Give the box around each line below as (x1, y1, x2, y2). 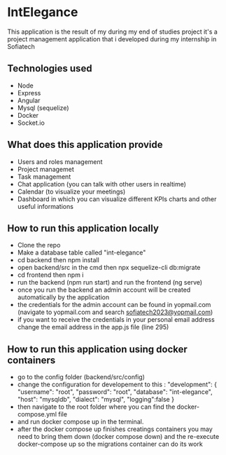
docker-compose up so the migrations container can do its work (17, 440, 203, 449)
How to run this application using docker (7, 343, 188, 355)
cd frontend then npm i (17, 271, 84, 279)
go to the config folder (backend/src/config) (17, 373, 146, 381)
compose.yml (17, 410, 57, 419)
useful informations (17, 202, 73, 210)
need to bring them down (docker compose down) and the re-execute (17, 433, 220, 441)
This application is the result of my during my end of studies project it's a (7, 27, 218, 36)
